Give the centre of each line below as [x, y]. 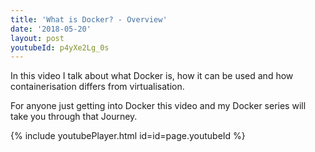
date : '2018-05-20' [51, 29]
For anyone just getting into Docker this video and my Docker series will [158, 106]
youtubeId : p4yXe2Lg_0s [60, 47]
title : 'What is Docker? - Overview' [89, 19]
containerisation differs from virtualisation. [97, 87]
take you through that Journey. [74, 117]
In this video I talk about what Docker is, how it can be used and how [152, 76]
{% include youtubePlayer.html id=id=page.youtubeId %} [128, 136]
